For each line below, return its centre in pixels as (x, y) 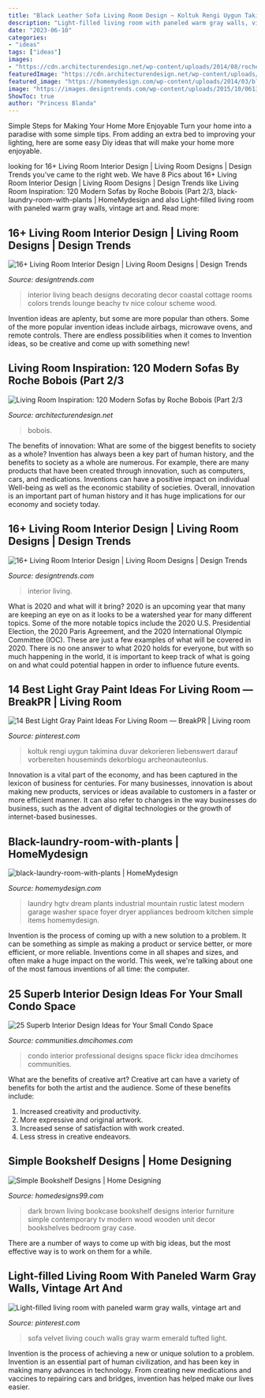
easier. (19, 1387)
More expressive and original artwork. (81, 1120)
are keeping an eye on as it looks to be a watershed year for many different (130, 614)
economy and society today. (54, 504)
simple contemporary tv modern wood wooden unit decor (121, 1219)
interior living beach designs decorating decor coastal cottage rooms (140, 295)
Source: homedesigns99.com (56, 1195)
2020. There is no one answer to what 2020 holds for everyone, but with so (131, 648)
